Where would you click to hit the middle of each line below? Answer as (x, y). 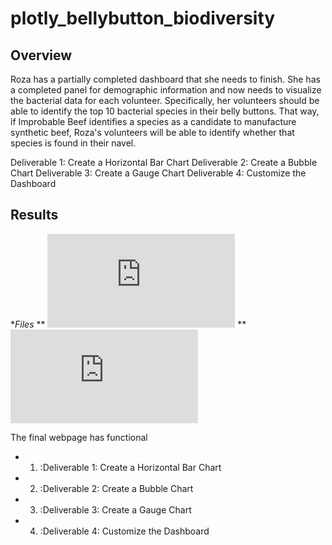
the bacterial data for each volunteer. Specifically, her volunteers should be (165, 100)
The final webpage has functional (79, 437)
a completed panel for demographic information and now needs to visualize (166, 90)
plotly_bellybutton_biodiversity (143, 18)
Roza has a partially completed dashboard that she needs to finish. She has (165, 79)
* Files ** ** (128, 324)
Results (34, 215)
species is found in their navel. (73, 143)
